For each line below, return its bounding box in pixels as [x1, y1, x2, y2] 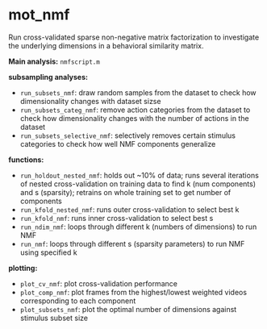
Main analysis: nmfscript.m [8, 56, 101, 66]
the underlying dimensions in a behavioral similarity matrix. [8, 40, 204, 50]
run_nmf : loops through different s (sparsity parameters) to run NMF [19, 239, 245, 248]
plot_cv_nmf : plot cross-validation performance [19, 278, 177, 288]
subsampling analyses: [8, 72, 89, 81]
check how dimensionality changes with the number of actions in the [19, 113, 249, 123]
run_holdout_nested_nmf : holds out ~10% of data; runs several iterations [19, 170, 260, 180]
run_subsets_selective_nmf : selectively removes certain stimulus [19, 131, 236, 140]
